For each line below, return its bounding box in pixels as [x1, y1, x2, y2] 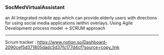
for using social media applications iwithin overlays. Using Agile [5, 20, 133, 26]
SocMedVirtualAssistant [5, 4, 65, 11]
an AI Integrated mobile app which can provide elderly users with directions [5, 15, 157, 21]
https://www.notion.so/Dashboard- [37, 39, 107, 45]
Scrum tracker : [5, 39, 37, 45]
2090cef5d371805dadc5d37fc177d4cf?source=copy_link [5, 44, 120, 50]
